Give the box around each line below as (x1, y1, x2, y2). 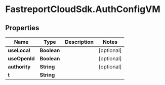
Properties (5, 24, 39, 32)
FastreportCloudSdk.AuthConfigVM (5, 4, 160, 15)
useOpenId (8, 55, 35, 62)
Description (65, 39, 94, 45)
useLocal (8, 47, 30, 54)
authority (8, 63, 31, 70)
